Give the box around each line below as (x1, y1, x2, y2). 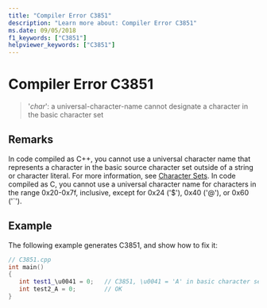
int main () (8, 263, 44, 271)
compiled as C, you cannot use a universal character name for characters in (8, 179, 257, 189)
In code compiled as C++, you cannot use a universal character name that (8, 154, 251, 164)
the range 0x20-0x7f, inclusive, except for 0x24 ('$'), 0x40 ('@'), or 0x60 (8, 187, 250, 197)
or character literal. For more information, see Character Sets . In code (8, 171, 236, 180)
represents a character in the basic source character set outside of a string (8, 162, 254, 171)
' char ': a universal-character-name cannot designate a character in (27, 102, 249, 111)
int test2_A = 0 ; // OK (18, 285, 123, 294)
